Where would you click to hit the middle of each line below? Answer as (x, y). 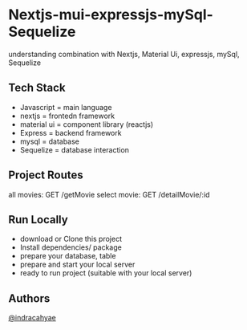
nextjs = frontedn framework (67, 116)
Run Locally (38, 220)
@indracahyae (32, 318)
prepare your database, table (68, 256)
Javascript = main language (66, 107)
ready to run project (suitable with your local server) (106, 273)
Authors (29, 298)
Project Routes (46, 175)
